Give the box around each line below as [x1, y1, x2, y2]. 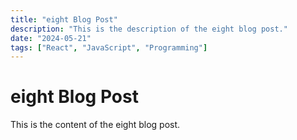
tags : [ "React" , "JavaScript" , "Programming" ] [10, 42, 208, 53]
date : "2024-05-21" [10, 33, 92, 43]
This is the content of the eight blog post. [10, 119, 181, 131]
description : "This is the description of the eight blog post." [10, 24, 288, 34]
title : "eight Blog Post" [10, 14, 118, 25]
